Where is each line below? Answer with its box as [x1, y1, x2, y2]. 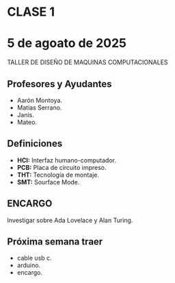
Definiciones [7, 138, 63, 149]
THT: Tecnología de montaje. [16, 171, 100, 179]
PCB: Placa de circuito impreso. [16, 163, 107, 171]
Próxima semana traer [7, 236, 103, 247]
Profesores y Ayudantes [7, 78, 112, 90]
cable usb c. [16, 254, 53, 262]
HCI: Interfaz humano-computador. [16, 156, 116, 164]
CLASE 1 [7, 4, 55, 20]
